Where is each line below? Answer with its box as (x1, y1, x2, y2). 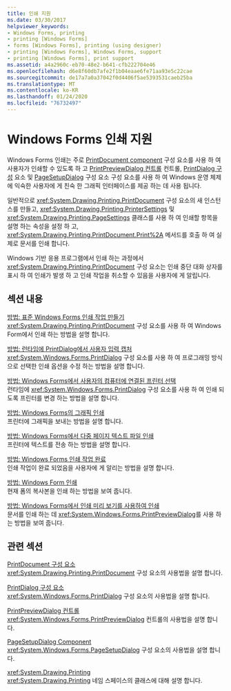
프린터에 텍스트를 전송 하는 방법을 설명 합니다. (7, 440, 131, 448)
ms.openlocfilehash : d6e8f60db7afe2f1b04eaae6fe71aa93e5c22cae (7, 68, 193, 74)
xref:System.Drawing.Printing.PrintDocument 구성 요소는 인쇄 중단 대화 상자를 (7, 262, 223, 271)
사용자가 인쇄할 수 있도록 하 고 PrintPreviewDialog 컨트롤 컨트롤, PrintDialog (7, 164, 215, 172)
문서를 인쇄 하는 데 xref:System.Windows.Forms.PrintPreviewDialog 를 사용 (7, 510, 214, 518)
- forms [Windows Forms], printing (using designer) (7, 42, 162, 49)
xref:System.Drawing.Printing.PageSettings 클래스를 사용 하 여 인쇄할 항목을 (7, 213, 219, 221)
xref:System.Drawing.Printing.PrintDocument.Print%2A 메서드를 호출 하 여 (7, 230, 215, 238)
